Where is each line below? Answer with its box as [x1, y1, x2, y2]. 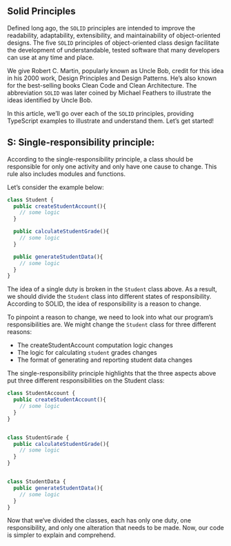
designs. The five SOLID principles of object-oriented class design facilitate [7, 38, 219, 47]
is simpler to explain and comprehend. [7, 531, 116, 539]
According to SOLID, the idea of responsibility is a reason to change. [7, 300, 201, 308]
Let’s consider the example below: [7, 183, 105, 191]
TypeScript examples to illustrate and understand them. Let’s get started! [7, 117, 214, 125]
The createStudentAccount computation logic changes [17, 341, 174, 349]
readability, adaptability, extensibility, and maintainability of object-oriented [7, 31, 221, 39]
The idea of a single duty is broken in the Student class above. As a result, [7, 285, 217, 293]
